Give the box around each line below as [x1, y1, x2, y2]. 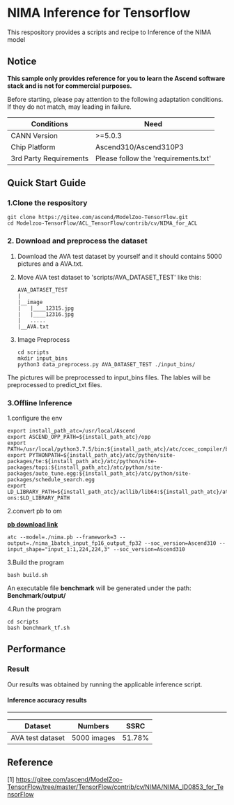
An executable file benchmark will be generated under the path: [7, 584, 192, 592]
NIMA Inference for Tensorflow [7, 5, 191, 21]
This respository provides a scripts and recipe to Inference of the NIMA [7, 28, 212, 36]
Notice [7, 56, 37, 68]
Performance [7, 643, 66, 655]
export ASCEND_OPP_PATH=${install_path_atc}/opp [7, 434, 151, 441]
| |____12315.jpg [17, 305, 75, 312]
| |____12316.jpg [17, 310, 75, 318]
